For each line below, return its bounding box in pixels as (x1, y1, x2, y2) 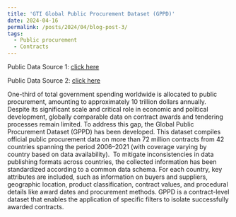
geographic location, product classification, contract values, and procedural (7, 180, 228, 188)
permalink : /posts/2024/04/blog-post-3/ (7, 23, 129, 30)
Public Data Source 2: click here (7, 76, 101, 85)
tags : (7, 30, 23, 37)
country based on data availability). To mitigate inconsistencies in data (7, 150, 214, 158)
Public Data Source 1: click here (7, 63, 100, 71)
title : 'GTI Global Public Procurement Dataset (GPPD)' (7, 10, 175, 18)
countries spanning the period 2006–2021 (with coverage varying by (7, 143, 207, 151)
